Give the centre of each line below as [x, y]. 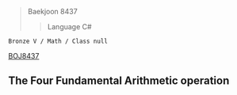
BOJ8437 [24, 56]
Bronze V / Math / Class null [58, 41]
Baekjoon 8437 [52, 11]
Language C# [70, 27]
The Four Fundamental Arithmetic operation [119, 81]
